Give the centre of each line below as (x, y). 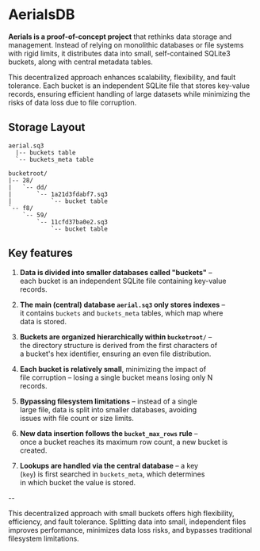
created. (33, 450)
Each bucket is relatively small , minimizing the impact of (113, 369)
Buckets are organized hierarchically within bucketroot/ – (116, 337)
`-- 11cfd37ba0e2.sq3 (73, 222)
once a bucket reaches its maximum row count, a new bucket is (124, 442)
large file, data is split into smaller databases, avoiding (108, 409)
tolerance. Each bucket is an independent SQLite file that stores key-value (129, 86)
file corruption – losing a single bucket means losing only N (116, 377)
